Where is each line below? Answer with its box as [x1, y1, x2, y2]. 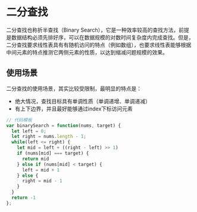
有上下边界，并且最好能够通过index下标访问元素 [14, 105, 133, 112]
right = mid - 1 [21, 178, 62, 184]
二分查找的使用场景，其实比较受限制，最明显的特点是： [6, 85, 142, 92]
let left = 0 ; [11, 128, 46, 134]
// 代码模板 [6, 117, 33, 123]
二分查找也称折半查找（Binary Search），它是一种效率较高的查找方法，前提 [6, 26, 189, 33]
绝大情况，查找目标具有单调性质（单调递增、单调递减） [14, 97, 151, 105]
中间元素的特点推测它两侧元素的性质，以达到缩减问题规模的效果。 [6, 48, 168, 56]
